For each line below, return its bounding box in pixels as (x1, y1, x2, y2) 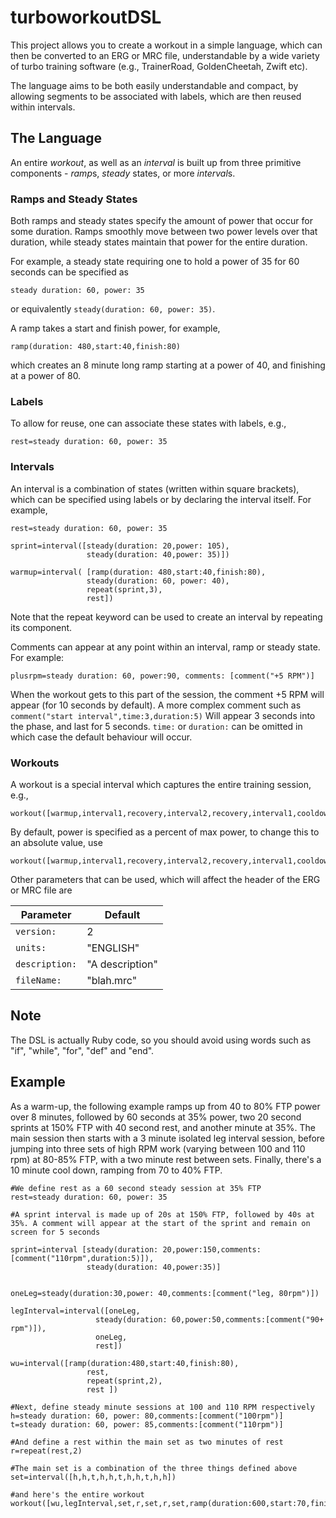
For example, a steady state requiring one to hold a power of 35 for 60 (10, 256, 300, 268)
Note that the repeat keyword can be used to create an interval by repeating (10, 611, 323, 623)
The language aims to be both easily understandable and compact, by (10, 79, 299, 91)
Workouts (10, 756, 60, 770)
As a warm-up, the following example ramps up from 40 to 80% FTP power (10, 1100, 321, 1112)
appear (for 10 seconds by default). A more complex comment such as (10, 699, 302, 711)
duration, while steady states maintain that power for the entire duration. (10, 236, 308, 248)
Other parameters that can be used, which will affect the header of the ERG (10, 873, 321, 885)
